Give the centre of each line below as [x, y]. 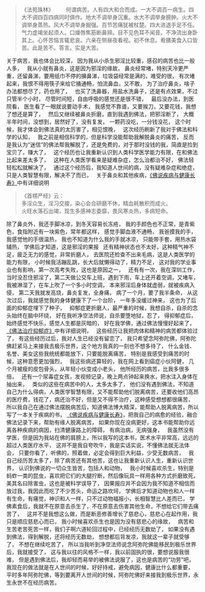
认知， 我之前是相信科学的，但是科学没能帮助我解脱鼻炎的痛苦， [99, 137]
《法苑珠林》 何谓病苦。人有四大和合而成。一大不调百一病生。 [105, 9]
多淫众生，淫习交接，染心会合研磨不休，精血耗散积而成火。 [96, 203]
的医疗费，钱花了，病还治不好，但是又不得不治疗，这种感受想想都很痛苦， [100, 399]
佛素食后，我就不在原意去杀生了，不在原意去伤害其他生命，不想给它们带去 [100, 506]
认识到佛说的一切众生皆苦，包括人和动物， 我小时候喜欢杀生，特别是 [106, 468]
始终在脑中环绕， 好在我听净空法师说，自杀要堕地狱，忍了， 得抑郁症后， [104, 316]
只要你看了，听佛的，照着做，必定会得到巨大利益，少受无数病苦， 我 [106, 453]
